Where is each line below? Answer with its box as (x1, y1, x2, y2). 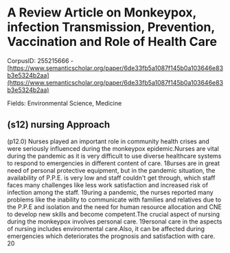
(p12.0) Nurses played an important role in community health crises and (7, 137, 209, 145)
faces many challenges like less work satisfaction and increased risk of (7, 180, 208, 189)
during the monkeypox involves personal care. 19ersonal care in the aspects (7, 217, 222, 226)
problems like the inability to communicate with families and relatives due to (7, 195, 222, 204)
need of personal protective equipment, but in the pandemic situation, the (7, 166, 216, 174)
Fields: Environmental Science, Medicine (7, 99, 122, 107)
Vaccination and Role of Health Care (7, 34, 218, 49)
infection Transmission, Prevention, (7, 19, 215, 35)
